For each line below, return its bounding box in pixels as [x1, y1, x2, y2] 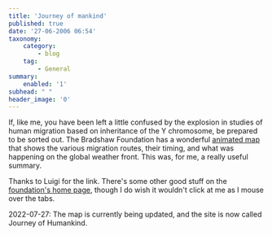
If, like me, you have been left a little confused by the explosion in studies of [8, 117, 263, 127]
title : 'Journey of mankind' [8, 11, 107, 20]
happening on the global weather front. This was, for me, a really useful [8, 152, 248, 162]
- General [37, 65, 71, 73]
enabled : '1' [23, 80, 68, 88]
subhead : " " [8, 87, 53, 96]
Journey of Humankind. [8, 218, 88, 228]
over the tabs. [8, 194, 55, 203]
